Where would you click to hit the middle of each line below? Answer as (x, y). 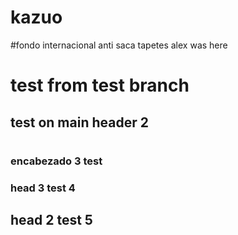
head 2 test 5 (51, 220)
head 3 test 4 (43, 188)
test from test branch (100, 85)
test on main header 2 (79, 122)
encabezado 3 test (56, 161)
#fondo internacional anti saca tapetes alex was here (119, 45)
